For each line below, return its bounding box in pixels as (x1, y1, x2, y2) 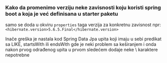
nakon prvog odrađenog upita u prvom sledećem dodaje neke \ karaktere (5, 47, 158, 53)
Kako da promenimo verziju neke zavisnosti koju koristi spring (5, 4, 161, 11)
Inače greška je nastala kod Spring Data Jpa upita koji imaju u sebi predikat (5, 36, 162, 42)
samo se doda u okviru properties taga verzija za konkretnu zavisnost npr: (5, 22, 161, 28)
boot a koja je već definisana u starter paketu (5, 10, 118, 17)
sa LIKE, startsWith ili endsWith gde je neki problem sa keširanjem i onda (5, 41, 157, 47)
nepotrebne (5, 52, 30, 58)
